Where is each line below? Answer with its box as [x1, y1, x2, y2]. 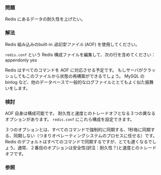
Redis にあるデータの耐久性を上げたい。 [5, 16, 86, 22]
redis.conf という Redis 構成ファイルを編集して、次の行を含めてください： [5, 52, 156, 58]
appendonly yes [5, 57, 37, 63]
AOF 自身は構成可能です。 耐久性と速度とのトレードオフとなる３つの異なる [5, 110, 156, 116]
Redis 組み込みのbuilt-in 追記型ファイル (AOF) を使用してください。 [5, 41, 140, 47]
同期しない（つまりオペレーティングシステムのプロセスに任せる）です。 [13, 132, 158, 138]
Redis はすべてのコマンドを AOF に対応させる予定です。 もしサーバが [5, 67, 143, 73]
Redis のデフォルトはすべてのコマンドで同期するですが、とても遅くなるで [5, 139, 153, 145]
